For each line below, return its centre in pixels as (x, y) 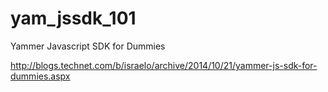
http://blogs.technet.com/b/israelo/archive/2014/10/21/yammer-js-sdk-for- (164, 65)
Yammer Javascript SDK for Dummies (88, 46)
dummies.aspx (40, 76)
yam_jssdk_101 (73, 18)
